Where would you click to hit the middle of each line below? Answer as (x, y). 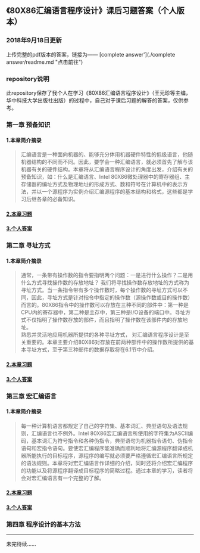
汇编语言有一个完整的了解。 (71, 478)
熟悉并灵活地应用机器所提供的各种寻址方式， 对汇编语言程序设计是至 (105, 335)
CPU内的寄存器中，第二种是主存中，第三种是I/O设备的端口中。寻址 (103, 312)
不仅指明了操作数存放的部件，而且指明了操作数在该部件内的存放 (104, 320)
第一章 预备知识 (28, 125)
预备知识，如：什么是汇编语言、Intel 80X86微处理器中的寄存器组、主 (105, 177)
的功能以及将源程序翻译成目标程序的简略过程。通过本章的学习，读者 (104, 470)
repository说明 (28, 79)
